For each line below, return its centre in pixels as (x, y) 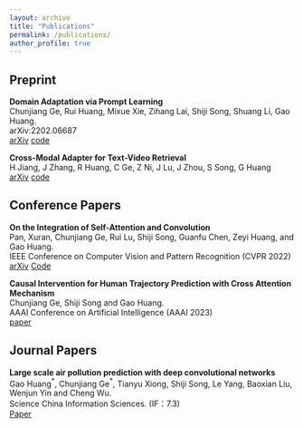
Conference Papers (65, 205)
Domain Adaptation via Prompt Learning (86, 102)
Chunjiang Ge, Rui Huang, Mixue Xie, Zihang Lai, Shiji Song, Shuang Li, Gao (150, 112)
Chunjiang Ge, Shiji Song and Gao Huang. (87, 302)
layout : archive (40, 18)
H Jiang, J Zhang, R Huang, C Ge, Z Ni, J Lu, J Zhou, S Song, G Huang (140, 168)
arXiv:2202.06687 (43, 131)
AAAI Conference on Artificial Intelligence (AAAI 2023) (111, 312)
